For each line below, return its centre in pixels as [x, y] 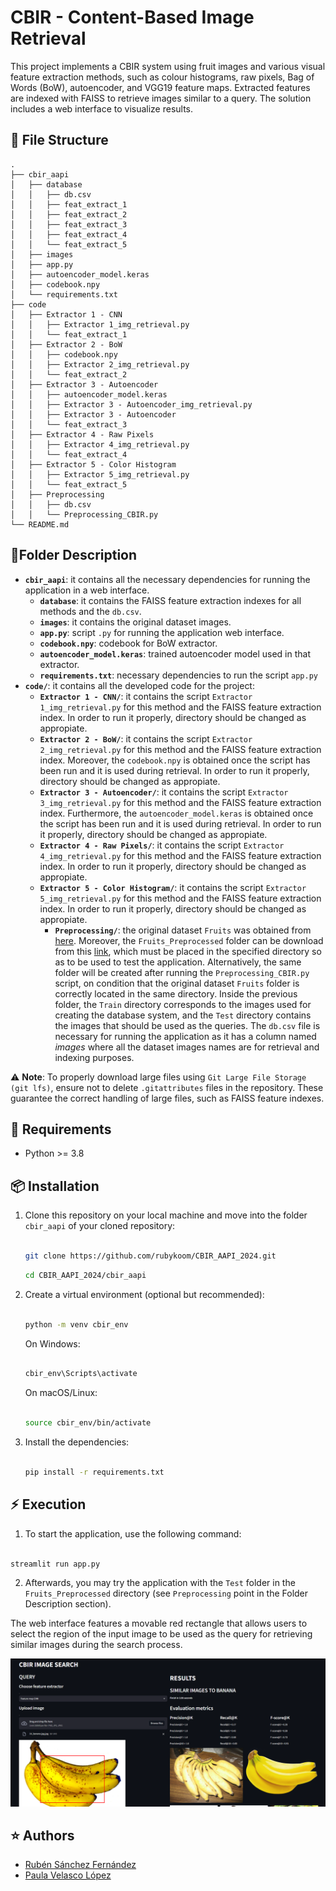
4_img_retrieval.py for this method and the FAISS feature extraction [180, 855]
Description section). [68, 1604]
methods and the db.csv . [90, 611]
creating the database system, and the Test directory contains [183, 1015]
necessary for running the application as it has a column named [185, 1036]
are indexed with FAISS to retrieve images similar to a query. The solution [161, 98]
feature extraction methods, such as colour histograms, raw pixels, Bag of [162, 77]
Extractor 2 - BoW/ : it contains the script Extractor [146, 738]
